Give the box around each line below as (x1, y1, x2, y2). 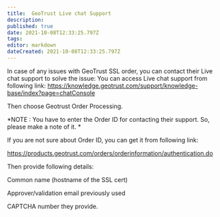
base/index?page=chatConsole (7, 88, 96, 97)
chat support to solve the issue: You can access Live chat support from (7, 74, 208, 82)
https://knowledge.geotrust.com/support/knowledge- (47, 81, 198, 90)
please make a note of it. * (7, 123, 81, 131)
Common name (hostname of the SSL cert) (7, 175, 128, 183)
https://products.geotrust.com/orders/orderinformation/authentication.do (7, 149, 213, 157)
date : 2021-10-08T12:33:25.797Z (7, 29, 99, 36)
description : (7, 16, 44, 23)
